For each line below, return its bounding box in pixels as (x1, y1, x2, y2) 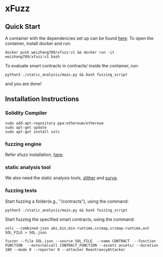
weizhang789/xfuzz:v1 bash (5, 54, 60, 59)
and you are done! (5, 81, 42, 86)
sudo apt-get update (5, 125, 47, 130)
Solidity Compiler (5, 109, 47, 116)
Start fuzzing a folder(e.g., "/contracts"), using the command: (5, 198, 129, 204)
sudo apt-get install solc (5, 129, 60, 134)
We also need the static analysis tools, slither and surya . (5, 175, 118, 181)
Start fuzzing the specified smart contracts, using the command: (5, 216, 135, 222)
